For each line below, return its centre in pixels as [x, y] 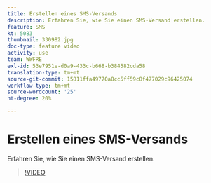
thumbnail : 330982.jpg [40, 40]
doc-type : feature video [43, 46]
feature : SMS [26, 27]
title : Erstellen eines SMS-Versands [62, 14]
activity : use [28, 53]
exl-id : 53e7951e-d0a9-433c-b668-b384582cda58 [76, 66]
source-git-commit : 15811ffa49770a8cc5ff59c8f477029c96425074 [100, 79]
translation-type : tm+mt [43, 72]
